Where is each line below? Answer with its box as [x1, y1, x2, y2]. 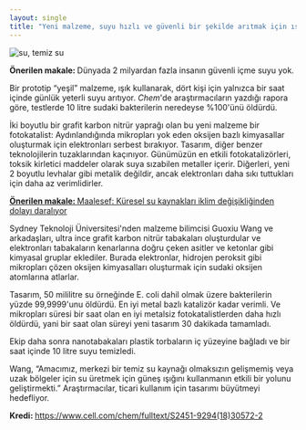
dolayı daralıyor [9, 205, 67, 215]
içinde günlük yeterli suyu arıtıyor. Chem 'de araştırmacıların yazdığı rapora [9, 92, 289, 103]
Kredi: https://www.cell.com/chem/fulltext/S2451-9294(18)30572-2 [9, 410, 264, 421]
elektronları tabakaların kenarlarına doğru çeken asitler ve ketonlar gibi [9, 242, 274, 253]
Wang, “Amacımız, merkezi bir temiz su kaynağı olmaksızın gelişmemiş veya [9, 362, 294, 374]
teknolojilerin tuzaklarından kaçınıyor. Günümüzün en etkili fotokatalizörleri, [9, 148, 291, 160]
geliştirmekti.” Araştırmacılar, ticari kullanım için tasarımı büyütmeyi [9, 383, 260, 393]
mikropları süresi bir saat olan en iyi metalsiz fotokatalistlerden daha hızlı [9, 308, 281, 320]
